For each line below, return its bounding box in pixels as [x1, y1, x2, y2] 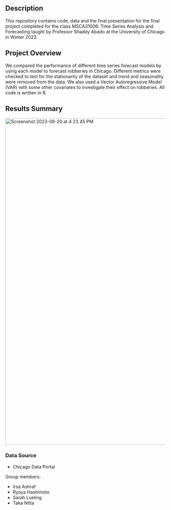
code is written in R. [5, 90, 47, 96]
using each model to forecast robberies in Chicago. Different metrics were [5, 68, 161, 74]
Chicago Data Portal [12, 463, 55, 470]
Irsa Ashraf [12, 483, 36, 490]
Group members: [5, 473, 41, 480]
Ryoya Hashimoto [12, 489, 50, 495]
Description [5, 4, 43, 13]
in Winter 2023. [5, 34, 38, 40]
